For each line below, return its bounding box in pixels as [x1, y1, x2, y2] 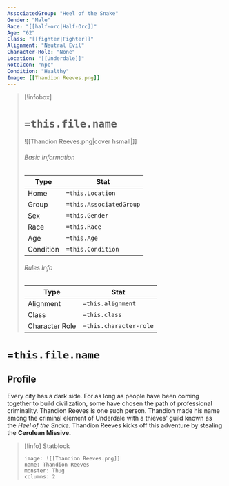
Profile [7, 374, 37, 385]
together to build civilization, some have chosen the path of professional [7, 399, 212, 407]
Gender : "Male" [7, 17, 51, 23]
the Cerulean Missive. [7, 428, 71, 436]
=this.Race [66, 223, 102, 231]
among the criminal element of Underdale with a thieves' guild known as [7, 414, 212, 422]
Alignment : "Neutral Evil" [7, 42, 85, 49]
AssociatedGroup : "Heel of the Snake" [7, 10, 119, 17]
